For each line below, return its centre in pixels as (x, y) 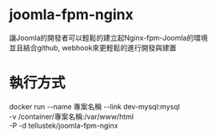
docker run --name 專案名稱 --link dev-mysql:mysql (95, 106)
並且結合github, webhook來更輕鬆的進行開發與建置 (93, 47)
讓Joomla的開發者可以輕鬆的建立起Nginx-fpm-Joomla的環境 (108, 37)
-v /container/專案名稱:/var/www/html (72, 116)
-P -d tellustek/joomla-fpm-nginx (64, 125)
